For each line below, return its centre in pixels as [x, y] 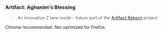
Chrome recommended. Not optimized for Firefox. [56, 27]
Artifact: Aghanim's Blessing [40, 7]
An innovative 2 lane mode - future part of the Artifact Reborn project [87, 18]
